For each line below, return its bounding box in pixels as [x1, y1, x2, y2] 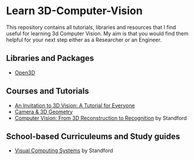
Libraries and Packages [6, 53, 94, 63]
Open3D [14, 69, 35, 76]
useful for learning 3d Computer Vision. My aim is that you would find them [6, 30, 189, 37]
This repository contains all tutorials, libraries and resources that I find [6, 24, 176, 31]
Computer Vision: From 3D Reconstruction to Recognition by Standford [14, 114, 187, 122]
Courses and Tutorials [6, 86, 90, 96]
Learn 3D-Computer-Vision [6, 4, 143, 18]
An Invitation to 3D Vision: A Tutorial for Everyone [14, 102, 135, 109]
